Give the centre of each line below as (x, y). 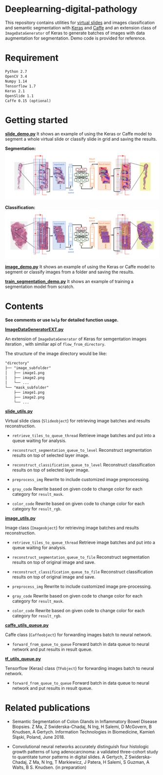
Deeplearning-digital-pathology (71, 9)
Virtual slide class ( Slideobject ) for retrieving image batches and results (78, 421)
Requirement (32, 58)
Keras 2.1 (15, 91)
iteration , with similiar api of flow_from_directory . (55, 344)
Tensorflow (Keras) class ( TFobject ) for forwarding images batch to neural (80, 668)
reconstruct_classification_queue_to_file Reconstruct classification (82, 572)
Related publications (48, 708)
